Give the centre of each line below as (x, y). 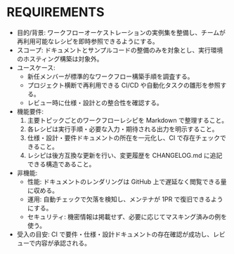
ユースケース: (36, 67)
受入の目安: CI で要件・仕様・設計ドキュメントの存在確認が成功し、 (115, 234)
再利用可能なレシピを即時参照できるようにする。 (87, 41)
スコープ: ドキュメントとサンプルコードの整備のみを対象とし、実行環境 (120, 50)
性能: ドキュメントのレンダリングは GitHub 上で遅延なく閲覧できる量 (127, 181)
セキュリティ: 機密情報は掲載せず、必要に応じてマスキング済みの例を (127, 216)
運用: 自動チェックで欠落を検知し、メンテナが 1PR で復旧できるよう (125, 199)
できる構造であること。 (61, 164)
